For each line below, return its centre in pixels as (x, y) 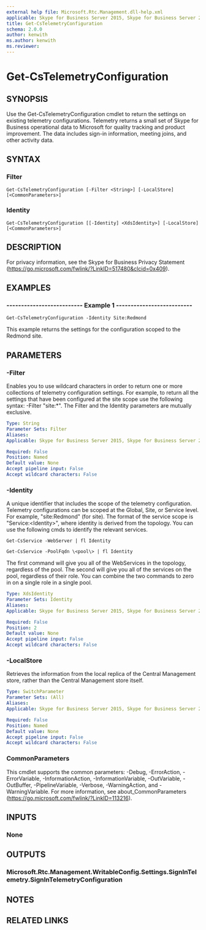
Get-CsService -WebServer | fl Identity (59, 541)
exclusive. (19, 413)
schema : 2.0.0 (25, 29)
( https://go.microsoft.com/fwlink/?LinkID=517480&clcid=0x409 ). (88, 268)
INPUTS (21, 817)
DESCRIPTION (34, 247)
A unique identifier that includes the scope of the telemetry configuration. (99, 503)
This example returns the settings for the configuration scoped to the (93, 330)
